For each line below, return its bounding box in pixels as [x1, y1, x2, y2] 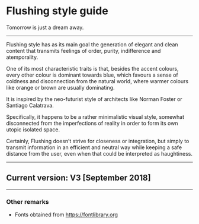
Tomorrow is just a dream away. [6, 24, 84, 31]
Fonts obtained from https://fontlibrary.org [14, 211, 118, 218]
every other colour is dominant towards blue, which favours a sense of [6, 71, 179, 78]
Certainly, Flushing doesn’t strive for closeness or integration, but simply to [6, 137, 190, 144]
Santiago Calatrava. [6, 102, 54, 109]
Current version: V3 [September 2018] [6, 173, 151, 183]
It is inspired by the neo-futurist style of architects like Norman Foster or [6, 95, 182, 102]
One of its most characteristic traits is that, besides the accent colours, [6, 65, 179, 72]
